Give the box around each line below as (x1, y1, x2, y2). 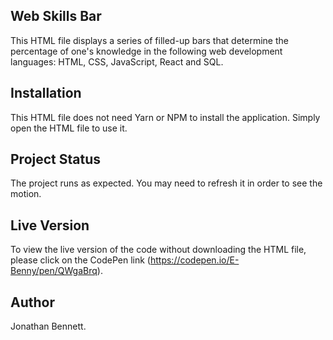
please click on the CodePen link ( (10, 254, 151, 266)
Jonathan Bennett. (10, 320, 87, 333)
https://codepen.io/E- (149, 254, 240, 266)
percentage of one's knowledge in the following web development (10, 45, 283, 57)
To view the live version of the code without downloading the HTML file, (10, 244, 307, 256)
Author (10, 294, 55, 311)
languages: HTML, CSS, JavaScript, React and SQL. (10, 55, 224, 68)
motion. (10, 188, 42, 200)
